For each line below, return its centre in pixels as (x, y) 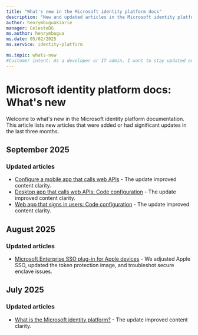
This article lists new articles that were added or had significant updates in (96, 125)
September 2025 (38, 150)
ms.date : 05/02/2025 (32, 39)
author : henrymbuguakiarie (39, 22)
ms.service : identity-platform (44, 45)
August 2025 (31, 229)
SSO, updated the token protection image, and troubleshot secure (94, 265)
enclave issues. (34, 271)
